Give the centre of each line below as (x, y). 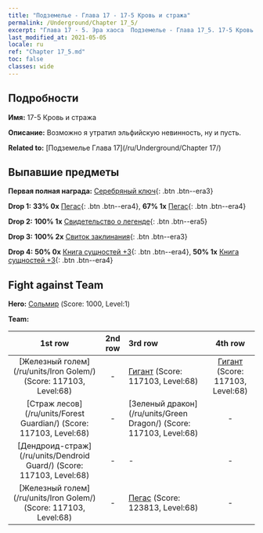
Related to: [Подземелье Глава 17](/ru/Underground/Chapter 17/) (115, 148)
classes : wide (31, 67)
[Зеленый (147, 403)
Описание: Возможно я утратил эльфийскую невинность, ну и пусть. (124, 132)
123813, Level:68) (164, 508)
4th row (230, 344)
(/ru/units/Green (158, 414)
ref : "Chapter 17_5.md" (47, 52)
